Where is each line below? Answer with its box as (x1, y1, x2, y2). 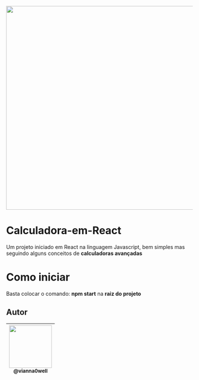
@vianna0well (13, 368, 48, 374)
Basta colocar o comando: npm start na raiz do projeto (6, 290, 142, 297)
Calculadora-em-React (6, 224, 121, 237)
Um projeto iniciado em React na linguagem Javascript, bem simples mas (6, 243, 185, 250)
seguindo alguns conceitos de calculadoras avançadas (6, 250, 143, 257)
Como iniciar (6, 270, 70, 284)
